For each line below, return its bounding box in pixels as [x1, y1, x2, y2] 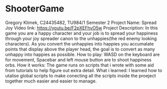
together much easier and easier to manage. [5, 78, 97, 84]
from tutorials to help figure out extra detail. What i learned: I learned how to [5, 67, 162, 73]
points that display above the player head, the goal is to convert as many [5, 46, 155, 52]
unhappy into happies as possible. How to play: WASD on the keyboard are [5, 51, 160, 57]
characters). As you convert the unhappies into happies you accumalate [5, 40, 154, 46]
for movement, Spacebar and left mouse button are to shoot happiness [5, 56, 152, 62]
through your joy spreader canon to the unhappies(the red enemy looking [5, 35, 157, 41]
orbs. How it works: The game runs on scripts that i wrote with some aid [5, 62, 154, 68]
